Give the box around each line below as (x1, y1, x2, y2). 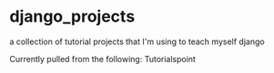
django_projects (9, 6, 136, 27)
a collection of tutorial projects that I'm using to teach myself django (9, 36, 266, 47)
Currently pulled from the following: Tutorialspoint (9, 53, 196, 64)
